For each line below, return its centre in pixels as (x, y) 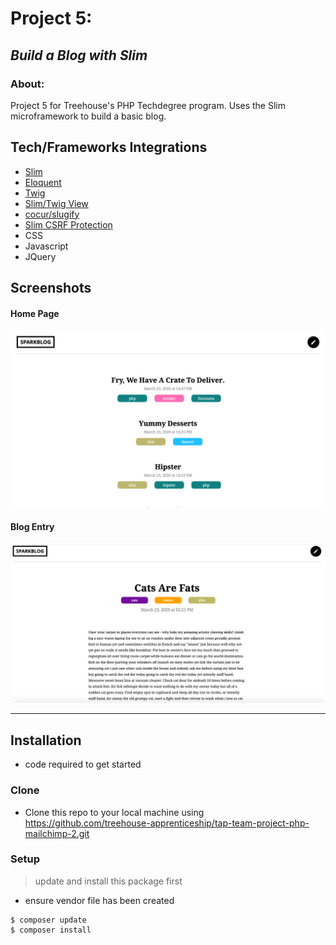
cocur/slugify (52, 214)
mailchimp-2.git (57, 833)
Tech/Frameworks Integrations (109, 147)
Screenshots (51, 288)
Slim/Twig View (56, 203)
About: (27, 84)
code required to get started (83, 764)
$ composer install (51, 930)
